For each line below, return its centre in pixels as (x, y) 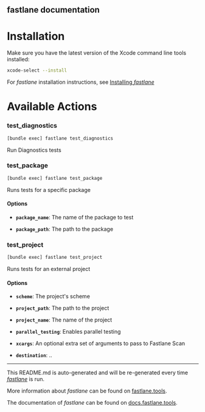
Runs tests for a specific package (49, 190)
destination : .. (34, 355)
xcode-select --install (37, 70)
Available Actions (52, 107)
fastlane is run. (26, 379)
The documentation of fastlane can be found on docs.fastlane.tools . (92, 403)
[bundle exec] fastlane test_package (55, 178)
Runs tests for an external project (49, 269)
